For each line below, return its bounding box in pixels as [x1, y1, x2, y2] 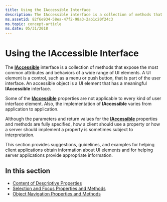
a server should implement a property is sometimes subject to [5, 127, 133, 133]
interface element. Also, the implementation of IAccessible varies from [5, 101, 152, 107]
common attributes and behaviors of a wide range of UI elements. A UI [5, 70, 151, 76]
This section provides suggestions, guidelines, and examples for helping [5, 142, 154, 148]
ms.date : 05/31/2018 [5, 26, 49, 31]
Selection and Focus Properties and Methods [12, 185, 106, 191]
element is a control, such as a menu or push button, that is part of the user [5, 75, 161, 81]
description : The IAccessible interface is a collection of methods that [5, 12, 163, 17]
